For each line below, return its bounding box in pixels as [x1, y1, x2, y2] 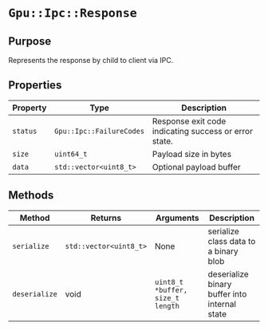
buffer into [207, 289, 247, 300]
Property [12, 102, 47, 113]
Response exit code [152, 116, 227, 127]
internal [207, 298, 237, 309]
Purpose [8, 34, 52, 48]
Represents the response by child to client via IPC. [8, 56, 174, 65]
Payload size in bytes [152, 148, 232, 159]
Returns [90, 212, 122, 223]
